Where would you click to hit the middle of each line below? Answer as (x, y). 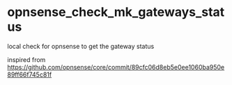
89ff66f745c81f (30, 75)
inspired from (26, 59)
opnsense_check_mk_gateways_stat (116, 12)
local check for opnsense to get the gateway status (81, 46)
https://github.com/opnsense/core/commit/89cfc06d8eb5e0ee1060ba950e (116, 67)
